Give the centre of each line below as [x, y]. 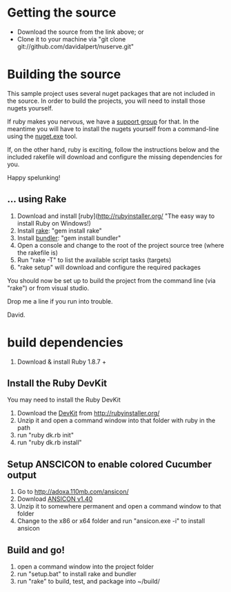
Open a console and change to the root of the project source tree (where [120, 245]
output [22, 475]
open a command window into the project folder [85, 566]
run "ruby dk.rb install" [49, 442]
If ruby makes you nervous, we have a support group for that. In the [103, 121]
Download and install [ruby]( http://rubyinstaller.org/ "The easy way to [116, 216]
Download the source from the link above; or [80, 32]
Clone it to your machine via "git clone [71, 39]
